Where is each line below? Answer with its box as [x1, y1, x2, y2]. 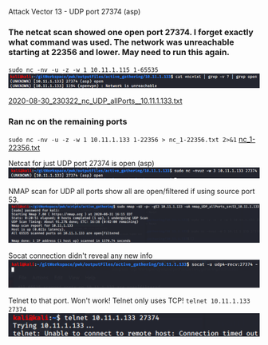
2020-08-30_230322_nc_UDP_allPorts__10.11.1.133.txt [8, 96, 183, 106]
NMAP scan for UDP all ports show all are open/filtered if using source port [8, 186, 255, 196]
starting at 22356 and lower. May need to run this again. [8, 46, 230, 57]
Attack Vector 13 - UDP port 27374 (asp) [8, 7, 141, 16]
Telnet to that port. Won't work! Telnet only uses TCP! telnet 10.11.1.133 [8, 295, 250, 305]
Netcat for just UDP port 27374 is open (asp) [8, 158, 155, 168]
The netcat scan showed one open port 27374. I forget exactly [8, 26, 254, 38]
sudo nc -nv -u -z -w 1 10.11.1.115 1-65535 [8, 66, 159, 74]
